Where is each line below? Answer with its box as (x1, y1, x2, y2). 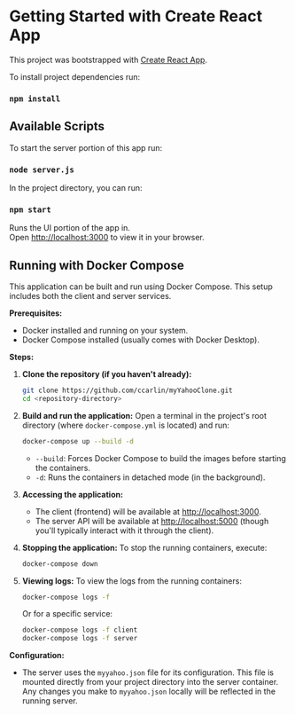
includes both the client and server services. (9, 291, 172, 302)
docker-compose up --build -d (21, 436, 135, 445)
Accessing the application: (21, 489, 124, 499)
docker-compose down (21, 559, 98, 569)
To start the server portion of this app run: (9, 142, 163, 153)
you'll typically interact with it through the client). (35, 525, 214, 536)
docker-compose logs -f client (21, 625, 138, 635)
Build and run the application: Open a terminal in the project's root (21, 410, 268, 420)
